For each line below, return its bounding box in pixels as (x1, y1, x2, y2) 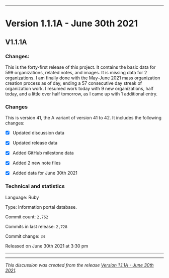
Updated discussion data (12, 130, 64, 136)
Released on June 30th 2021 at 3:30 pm (5, 243, 89, 249)
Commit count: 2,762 (5, 214, 49, 220)
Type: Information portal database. (5, 204, 77, 210)
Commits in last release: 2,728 (5, 223, 68, 229)
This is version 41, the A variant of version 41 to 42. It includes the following (5, 115, 162, 121)
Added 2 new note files (12, 160, 61, 166)
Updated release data (12, 140, 58, 146)
